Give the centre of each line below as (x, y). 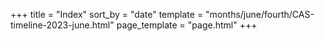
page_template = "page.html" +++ (187, 25)
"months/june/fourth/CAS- (260, 14)
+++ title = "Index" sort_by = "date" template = (107, 14)
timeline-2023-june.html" (62, 25)
